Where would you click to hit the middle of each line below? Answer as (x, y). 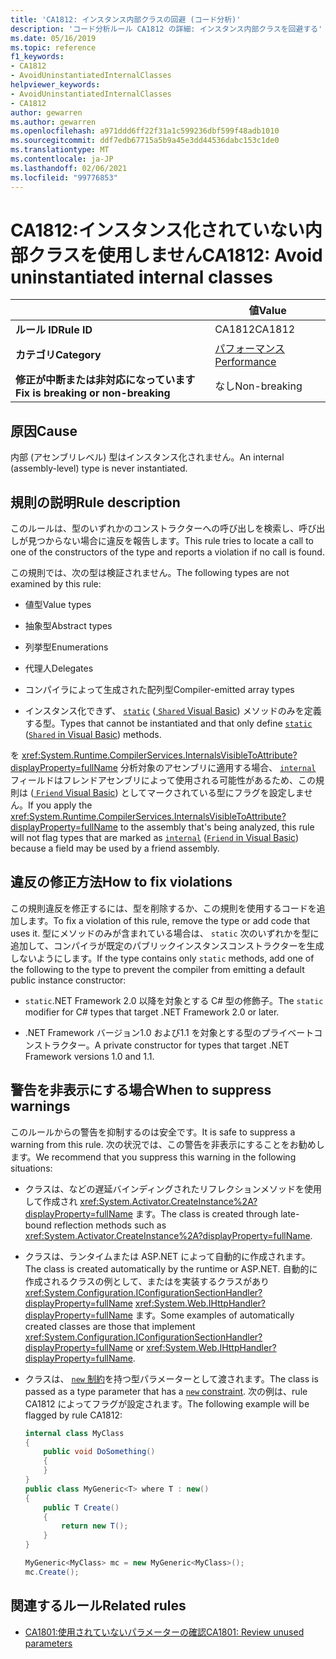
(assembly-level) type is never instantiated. (99, 468)
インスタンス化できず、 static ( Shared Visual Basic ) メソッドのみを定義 (173, 711)
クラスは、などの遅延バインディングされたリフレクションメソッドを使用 (173, 1188)
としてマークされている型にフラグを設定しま (212, 793)
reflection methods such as (110, 1225)
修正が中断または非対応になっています (105, 380)
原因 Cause (44, 431)
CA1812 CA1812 (255, 329)
